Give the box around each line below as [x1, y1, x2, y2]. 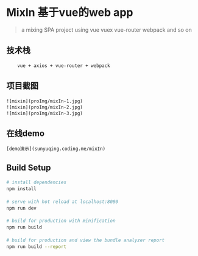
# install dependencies [6, 179, 67, 186]
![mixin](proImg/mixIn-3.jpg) [6, 110, 83, 116]
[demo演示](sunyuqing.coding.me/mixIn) [6, 146, 106, 152]
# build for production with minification [6, 218, 116, 224]
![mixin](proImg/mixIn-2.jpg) [6, 104, 83, 110]
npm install [6, 186, 37, 192]
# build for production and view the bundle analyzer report [6, 237, 165, 244]
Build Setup [6, 162, 51, 172]
